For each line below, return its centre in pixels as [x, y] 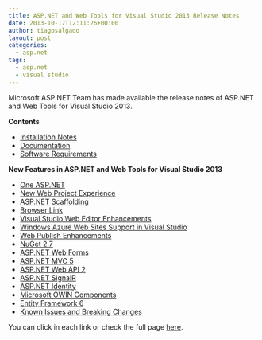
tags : [17, 61]
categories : [28, 45]
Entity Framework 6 [52, 303]
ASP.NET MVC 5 [46, 260]
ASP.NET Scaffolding [54, 201]
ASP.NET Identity [48, 286]
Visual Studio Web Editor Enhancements [85, 218]
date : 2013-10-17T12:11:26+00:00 [64, 23]
